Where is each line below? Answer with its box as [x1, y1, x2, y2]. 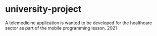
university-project [5, 3, 82, 15]
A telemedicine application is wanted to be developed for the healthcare [5, 20, 152, 26]
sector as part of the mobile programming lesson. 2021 [5, 25, 117, 31]
